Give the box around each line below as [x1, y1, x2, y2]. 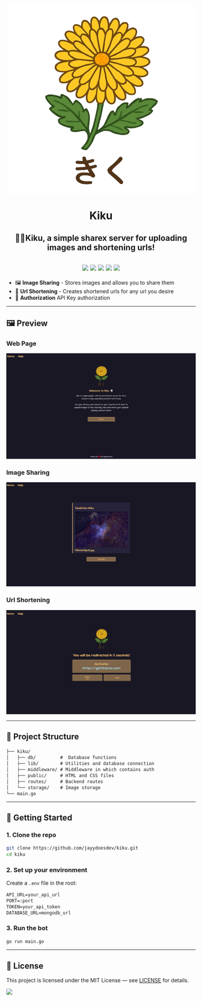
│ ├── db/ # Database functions [6, 754, 117, 760]
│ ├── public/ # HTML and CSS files [6, 772, 114, 778]
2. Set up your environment [6, 865, 88, 874]
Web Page [6, 339, 37, 348]
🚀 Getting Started [6, 812, 73, 822]
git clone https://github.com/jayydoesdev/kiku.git [6, 845, 138, 851]
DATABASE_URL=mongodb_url [6, 910, 71, 916]
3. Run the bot [6, 924, 48, 932]
